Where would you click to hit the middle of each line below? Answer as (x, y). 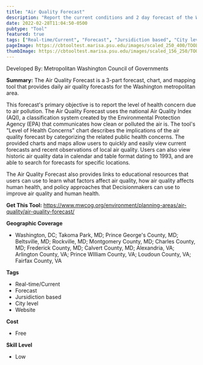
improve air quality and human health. (53, 193)
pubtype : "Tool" (27, 29)
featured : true (25, 34)
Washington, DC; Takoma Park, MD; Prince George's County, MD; (97, 235)
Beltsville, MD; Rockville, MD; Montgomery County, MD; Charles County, (105, 241)
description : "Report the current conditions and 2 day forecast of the (100, 18)
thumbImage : (21, 51)
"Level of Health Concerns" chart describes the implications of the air (93, 130)
